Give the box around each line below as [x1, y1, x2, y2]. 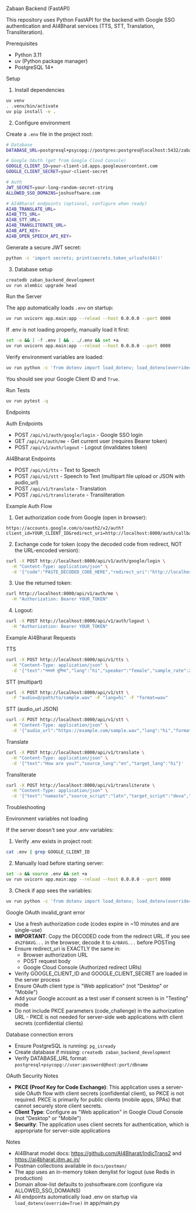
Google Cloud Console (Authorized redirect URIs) [23, 964, 142, 971]
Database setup [14, 265, 53, 272]
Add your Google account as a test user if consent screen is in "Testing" [14, 995, 188, 1002]
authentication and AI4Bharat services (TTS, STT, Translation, [6, 23, 155, 29]
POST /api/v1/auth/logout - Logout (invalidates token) [14, 444, 148, 451]
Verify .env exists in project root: [14, 838, 93, 845]
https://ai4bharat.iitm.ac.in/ [14, 1156, 80, 1163]
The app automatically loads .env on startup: [6, 304, 114, 312]
